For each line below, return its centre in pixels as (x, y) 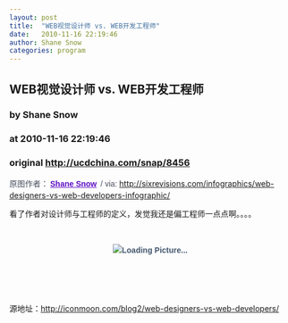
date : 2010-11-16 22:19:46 (64, 34)
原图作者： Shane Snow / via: (64, 183)
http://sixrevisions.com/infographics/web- (197, 183)
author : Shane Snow (46, 42)
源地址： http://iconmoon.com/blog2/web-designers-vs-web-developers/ (144, 308)
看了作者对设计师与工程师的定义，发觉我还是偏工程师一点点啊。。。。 (133, 213)
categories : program (48, 51)
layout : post (34, 17)
